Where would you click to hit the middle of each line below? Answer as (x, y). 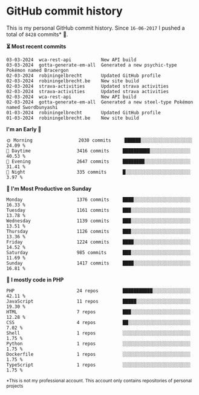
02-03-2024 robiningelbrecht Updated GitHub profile (84, 76)
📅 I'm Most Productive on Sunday (49, 188)
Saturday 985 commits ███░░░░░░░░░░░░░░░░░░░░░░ (98, 252)
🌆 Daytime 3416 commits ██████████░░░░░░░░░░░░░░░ (98, 151)
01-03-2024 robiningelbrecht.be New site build (73, 118)
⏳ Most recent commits (36, 46)
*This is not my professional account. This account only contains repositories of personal (99, 380)
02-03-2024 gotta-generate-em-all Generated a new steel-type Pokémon (100, 102)
